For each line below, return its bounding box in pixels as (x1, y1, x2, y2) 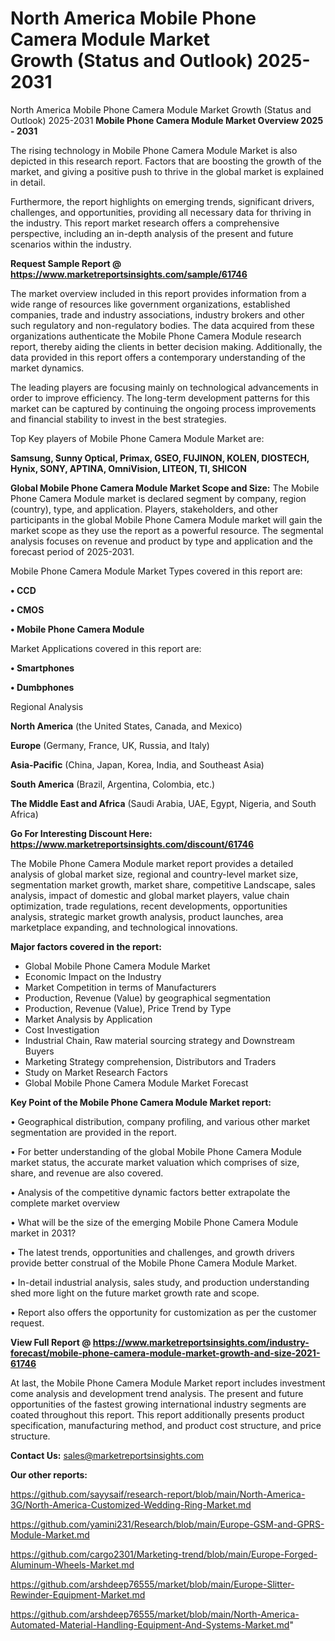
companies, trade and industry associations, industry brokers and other (10, 308, 305, 321)
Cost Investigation (24, 1023, 100, 1036)
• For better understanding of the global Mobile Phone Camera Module (10, 1145, 302, 1157)
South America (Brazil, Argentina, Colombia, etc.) (10, 778, 216, 790)
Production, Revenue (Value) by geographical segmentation (24, 992, 272, 1004)
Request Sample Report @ (10, 257, 122, 269)
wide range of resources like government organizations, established (10, 298, 291, 310)
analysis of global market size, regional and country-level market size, (10, 868, 299, 880)
